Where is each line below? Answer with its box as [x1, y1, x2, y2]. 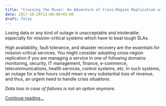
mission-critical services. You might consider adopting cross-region [5, 50, 143, 56]
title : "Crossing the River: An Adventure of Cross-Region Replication [5, 7, 156, 12]
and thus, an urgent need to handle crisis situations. [5, 76, 111, 82]
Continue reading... [5, 95, 44, 101]
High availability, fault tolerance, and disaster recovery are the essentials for [5, 45, 160, 51]
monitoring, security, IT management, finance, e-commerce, [5, 60, 128, 67]
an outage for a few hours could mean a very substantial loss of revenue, [5, 71, 154, 77]
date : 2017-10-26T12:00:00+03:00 [5, 12, 74, 17]
